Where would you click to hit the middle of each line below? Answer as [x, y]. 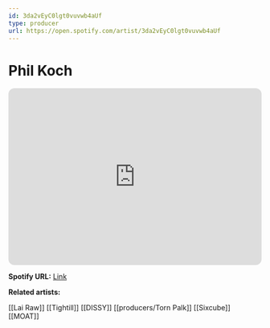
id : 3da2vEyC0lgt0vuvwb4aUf [55, 16]
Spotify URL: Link [38, 277]
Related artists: [35, 292]
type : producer [34, 23]
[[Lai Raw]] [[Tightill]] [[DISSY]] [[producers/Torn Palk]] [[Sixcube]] [119, 308]
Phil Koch [41, 70]
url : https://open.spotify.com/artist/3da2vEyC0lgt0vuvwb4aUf [115, 31]
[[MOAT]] [24, 316]
